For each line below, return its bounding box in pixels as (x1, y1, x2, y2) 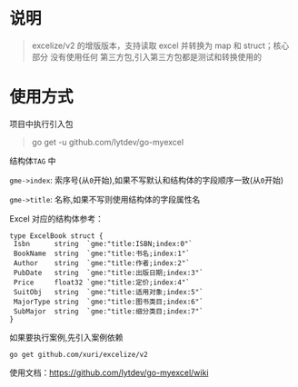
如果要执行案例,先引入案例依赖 (9, 332, 124, 342)
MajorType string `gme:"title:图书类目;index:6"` (13, 297, 204, 306)
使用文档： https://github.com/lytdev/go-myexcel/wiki (9, 367, 209, 378)
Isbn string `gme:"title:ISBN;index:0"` (13, 239, 194, 248)
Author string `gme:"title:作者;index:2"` (13, 258, 191, 268)
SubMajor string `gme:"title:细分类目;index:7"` (13, 306, 204, 316)
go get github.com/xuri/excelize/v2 (9, 350, 148, 359)
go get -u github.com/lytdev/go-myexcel (31, 136, 184, 147)
